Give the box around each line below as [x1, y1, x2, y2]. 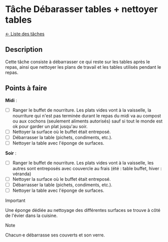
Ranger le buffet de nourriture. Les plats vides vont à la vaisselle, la [12, 107, 151, 113]
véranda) [12, 171, 32, 177]
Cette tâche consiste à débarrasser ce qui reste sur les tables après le [5, 59, 150, 65]
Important [5, 197, 26, 204]
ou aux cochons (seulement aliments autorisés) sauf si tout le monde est [12, 118, 163, 124]
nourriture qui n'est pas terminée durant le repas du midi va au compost [12, 112, 161, 118]
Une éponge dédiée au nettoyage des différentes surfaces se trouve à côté [5, 207, 160, 213]
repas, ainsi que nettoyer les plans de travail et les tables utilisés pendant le [5, 64, 161, 70]
